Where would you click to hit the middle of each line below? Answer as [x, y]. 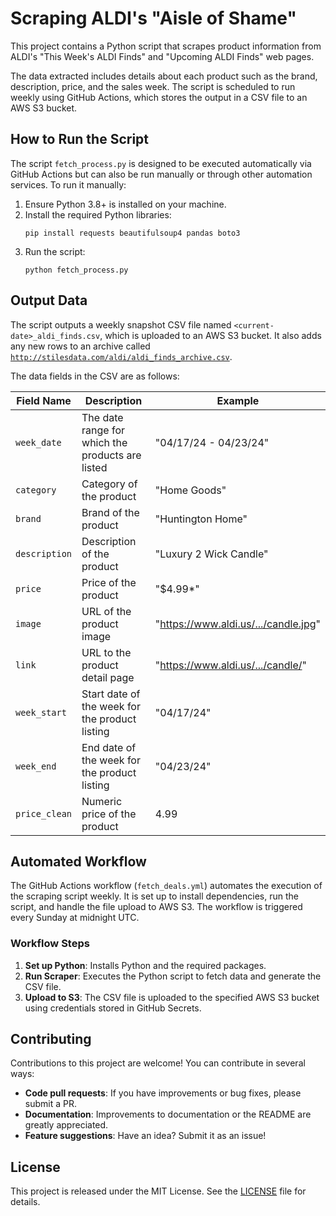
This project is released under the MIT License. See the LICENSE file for [158, 1191]
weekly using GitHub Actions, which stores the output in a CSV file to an [159, 97]
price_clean [44, 813]
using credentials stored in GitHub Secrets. [113, 1008]
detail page [108, 677]
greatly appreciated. [66, 1125]
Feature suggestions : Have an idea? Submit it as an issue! [145, 1136]
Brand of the [110, 512]
